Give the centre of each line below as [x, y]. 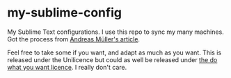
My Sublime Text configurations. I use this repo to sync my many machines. [115, 32]
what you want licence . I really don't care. [67, 67]
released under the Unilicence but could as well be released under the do [112, 59]
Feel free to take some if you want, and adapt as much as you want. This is [114, 52]
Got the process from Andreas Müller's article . [74, 39]
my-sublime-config [64, 13]
